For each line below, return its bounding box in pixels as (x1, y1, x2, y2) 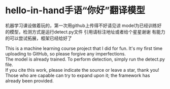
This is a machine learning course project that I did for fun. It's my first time (5, 45, 163, 51)
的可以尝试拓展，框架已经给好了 (5, 35, 72, 41)
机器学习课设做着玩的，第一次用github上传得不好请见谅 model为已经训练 (5, 22, 157, 28)
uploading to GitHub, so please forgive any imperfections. (5, 50, 126, 56)
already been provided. (5, 77, 54, 84)
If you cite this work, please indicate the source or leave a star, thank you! (5, 67, 159, 73)
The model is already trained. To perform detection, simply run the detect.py (5, 56, 165, 62)
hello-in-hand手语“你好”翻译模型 (5, 5, 146, 16)
